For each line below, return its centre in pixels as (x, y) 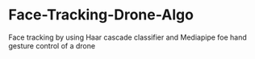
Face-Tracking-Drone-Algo (101, 15)
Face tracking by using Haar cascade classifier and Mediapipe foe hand (128, 37)
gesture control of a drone (52, 45)
